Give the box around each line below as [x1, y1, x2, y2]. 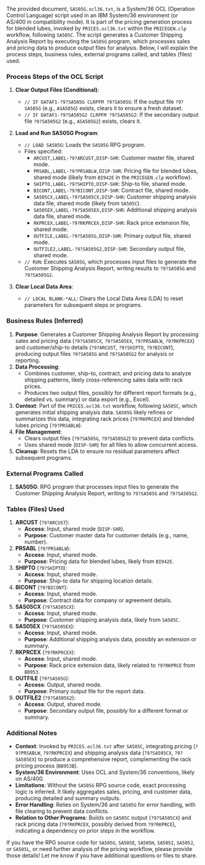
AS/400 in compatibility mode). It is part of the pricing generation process [6, 18, 192, 25]
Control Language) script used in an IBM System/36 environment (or [6, 12, 178, 19]
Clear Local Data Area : [15, 283, 74, 290]
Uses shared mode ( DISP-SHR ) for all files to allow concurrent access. [24, 441, 198, 448]
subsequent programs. [15, 454, 73, 461]
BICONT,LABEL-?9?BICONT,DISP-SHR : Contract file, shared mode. [33, 186, 190, 194]
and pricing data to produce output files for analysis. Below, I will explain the [6, 44, 198, 51]
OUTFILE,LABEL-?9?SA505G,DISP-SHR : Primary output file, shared [33, 232, 191, 240]
